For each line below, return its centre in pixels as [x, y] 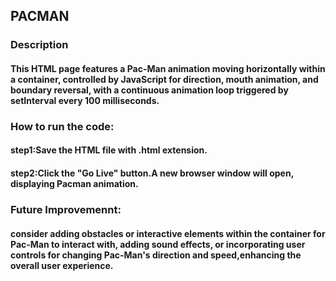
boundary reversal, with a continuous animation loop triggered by [149, 90]
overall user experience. [62, 265]
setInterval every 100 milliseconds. [85, 100]
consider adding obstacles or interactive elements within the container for [168, 233]
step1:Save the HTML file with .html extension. [109, 150]
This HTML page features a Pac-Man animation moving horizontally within [168, 68]
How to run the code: [62, 126]
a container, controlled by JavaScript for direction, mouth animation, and [164, 79]
